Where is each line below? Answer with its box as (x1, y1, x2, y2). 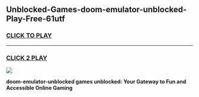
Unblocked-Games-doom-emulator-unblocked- (6, 5, 187, 15)
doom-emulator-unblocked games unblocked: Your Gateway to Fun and (6, 78, 187, 85)
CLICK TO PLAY (6, 32, 52, 40)
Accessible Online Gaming (6, 84, 73, 91)
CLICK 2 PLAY (6, 53, 47, 62)
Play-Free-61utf (6, 14, 65, 24)
